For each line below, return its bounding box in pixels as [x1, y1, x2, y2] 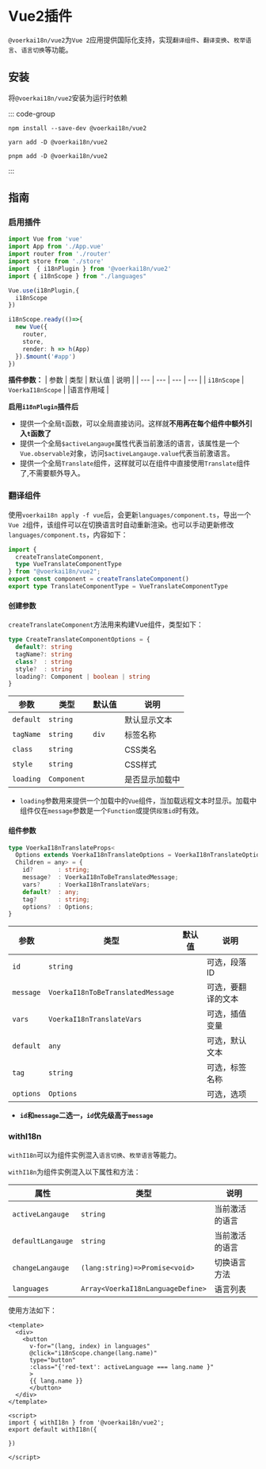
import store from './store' [8, 257, 104, 266]
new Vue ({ [15, 323, 47, 331]
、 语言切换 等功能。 [13, 44, 73, 54]
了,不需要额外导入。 [19, 468, 85, 478]
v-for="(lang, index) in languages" [28, 1342, 150, 1350]
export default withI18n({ [8, 1425, 97, 1433]
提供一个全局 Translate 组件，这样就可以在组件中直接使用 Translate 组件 [19, 458, 251, 468]
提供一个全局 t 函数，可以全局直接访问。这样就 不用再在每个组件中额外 [19, 418, 245, 429]
